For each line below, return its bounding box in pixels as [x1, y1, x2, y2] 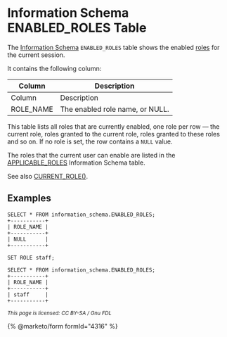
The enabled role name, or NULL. [60, 104, 169, 114]
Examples [7, 192, 51, 205]
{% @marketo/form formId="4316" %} [7, 322, 118, 330]
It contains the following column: [7, 64, 102, 72]
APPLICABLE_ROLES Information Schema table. [7, 158, 145, 167]
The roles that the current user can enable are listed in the [7, 151, 176, 159]
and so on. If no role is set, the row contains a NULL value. [7, 137, 173, 146]
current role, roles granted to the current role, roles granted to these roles [7, 129, 220, 138]
